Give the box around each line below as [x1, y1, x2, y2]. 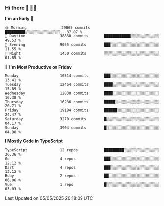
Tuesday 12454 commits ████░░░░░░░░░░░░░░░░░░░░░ [5, 82, 160, 87]
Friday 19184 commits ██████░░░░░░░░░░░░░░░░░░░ [5, 108, 160, 113]
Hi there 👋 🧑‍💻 [5, 4, 37, 11]
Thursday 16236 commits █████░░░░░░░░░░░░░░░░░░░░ [5, 100, 160, 104]
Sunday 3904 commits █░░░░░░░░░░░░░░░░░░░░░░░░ [5, 125, 160, 130]
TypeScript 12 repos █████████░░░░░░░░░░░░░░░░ [5, 148, 160, 153]
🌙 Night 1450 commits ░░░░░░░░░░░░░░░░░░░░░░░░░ [5, 51, 160, 56]
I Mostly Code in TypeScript [5, 138, 63, 144]
